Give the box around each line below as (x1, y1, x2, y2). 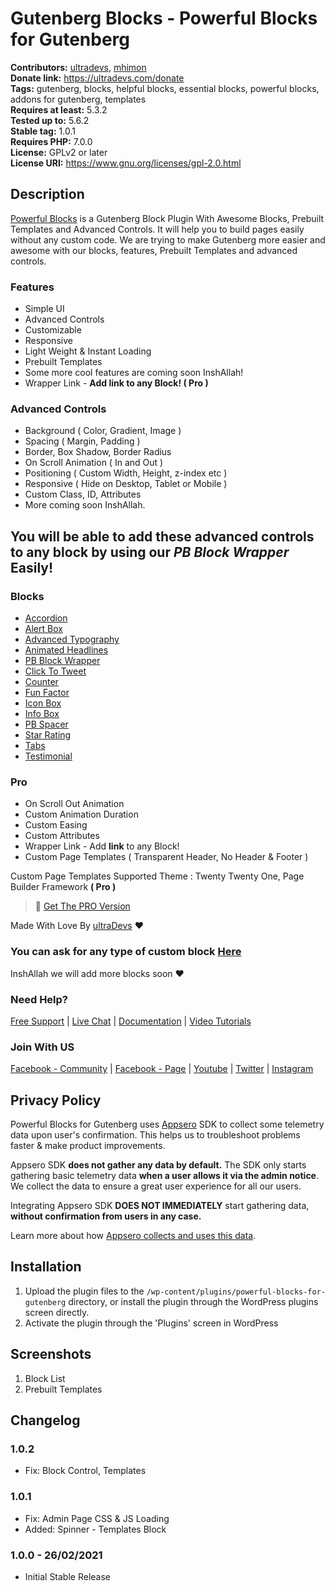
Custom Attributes (24, 830, 100, 842)
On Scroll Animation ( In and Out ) (24, 457, 164, 469)
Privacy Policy (10, 1092, 102, 1109)
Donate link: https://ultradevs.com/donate (10, 72, 185, 84)
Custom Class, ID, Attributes (24, 488, 142, 501)
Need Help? (10, 992, 69, 1006)
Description (10, 186, 85, 203)
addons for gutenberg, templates (10, 93, 147, 105)
